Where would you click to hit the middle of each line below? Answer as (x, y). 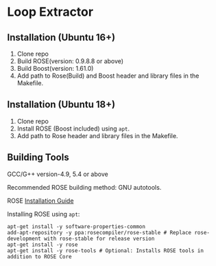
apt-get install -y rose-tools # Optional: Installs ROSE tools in (106, 251)
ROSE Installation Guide (40, 201)
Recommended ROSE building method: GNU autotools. (84, 187)
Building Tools (38, 158)
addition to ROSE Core (39, 256)
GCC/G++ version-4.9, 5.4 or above (58, 174)
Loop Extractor (50, 12)
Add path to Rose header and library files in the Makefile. (97, 135)
